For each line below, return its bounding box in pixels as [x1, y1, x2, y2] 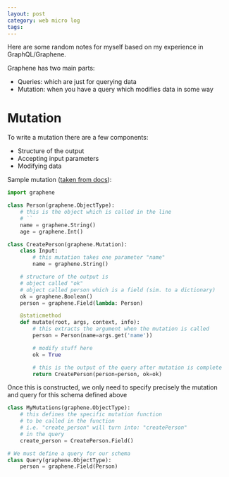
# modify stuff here [32, 344, 93, 351]
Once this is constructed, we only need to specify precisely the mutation [7, 383, 218, 392]
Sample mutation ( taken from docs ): [7, 176, 112, 184]
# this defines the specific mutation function [20, 411, 162, 418]
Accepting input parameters [17, 155, 99, 163]
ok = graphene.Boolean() [20, 293, 93, 300]
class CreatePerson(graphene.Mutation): [7, 241, 128, 248]
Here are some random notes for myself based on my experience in [7, 43, 204, 52]
